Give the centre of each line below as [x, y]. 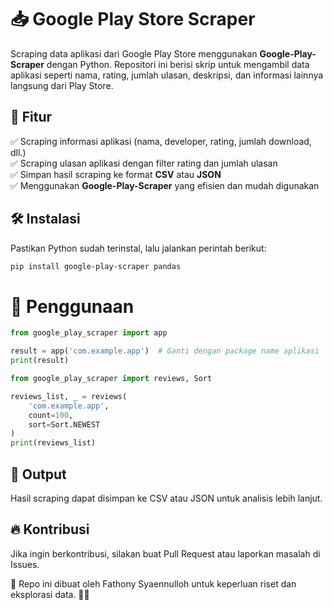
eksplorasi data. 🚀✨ [50, 594]
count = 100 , [51, 415]
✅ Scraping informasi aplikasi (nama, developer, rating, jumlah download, [161, 141]
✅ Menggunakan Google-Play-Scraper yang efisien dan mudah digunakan [165, 185]
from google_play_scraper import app [89, 333]
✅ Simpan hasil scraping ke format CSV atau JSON [116, 174]
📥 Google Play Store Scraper [133, 19]
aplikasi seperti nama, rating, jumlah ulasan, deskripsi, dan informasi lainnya [167, 75]
